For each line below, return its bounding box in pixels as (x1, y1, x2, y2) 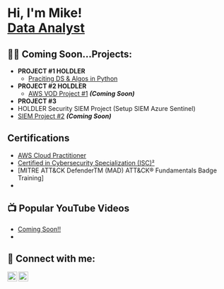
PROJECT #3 (17, 97, 57, 105)
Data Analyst (7, 20, 86, 36)
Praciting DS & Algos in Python (28, 74, 118, 83)
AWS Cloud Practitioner (17, 151, 87, 160)
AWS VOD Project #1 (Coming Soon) (28, 90, 136, 98)
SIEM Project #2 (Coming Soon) (17, 112, 112, 120)
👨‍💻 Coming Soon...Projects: (7, 48, 133, 60)
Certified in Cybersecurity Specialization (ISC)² (17, 158, 155, 167)
